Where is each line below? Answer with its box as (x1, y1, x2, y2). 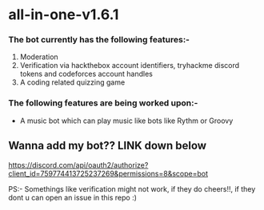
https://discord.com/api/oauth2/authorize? (8, 160, 149, 169)
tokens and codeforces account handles (19, 69, 154, 79)
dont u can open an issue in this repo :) (8, 192, 138, 202)
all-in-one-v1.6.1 (8, 6, 119, 24)
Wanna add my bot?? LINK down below (8, 139, 206, 153)
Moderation (19, 52, 58, 61)
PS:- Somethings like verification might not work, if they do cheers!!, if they (8, 184, 256, 193)
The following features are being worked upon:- (8, 97, 198, 109)
